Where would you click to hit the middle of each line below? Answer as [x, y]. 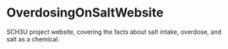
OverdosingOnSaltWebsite [85, 13]
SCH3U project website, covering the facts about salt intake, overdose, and [114, 32]
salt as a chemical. [33, 39]
